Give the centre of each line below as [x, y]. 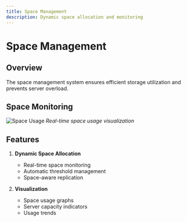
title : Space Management [36, 11]
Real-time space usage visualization [90, 121]
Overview [24, 68]
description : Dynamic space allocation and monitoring [75, 17]
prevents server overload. [37, 88]
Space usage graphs [49, 200]
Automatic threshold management [64, 171]
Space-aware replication [53, 178]
